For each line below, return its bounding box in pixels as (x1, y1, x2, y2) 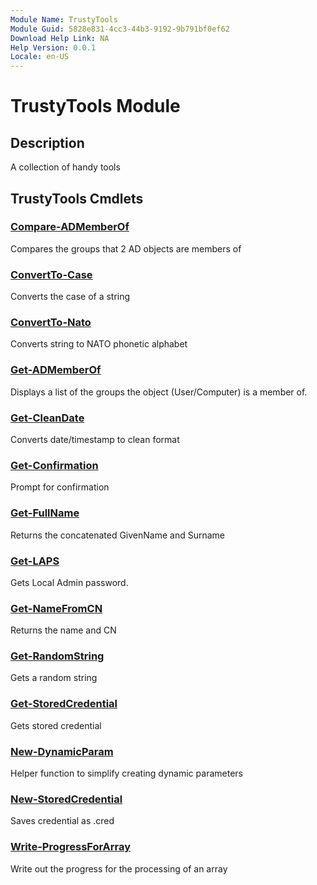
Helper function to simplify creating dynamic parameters (10, 767, 243, 780)
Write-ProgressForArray (10, 840, 132, 854)
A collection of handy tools (10, 161, 121, 173)
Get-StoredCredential (10, 697, 118, 711)
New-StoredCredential (10, 792, 123, 806)
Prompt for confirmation (10, 481, 110, 493)
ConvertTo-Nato (10, 316, 92, 330)
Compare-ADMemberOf (10, 220, 130, 234)
